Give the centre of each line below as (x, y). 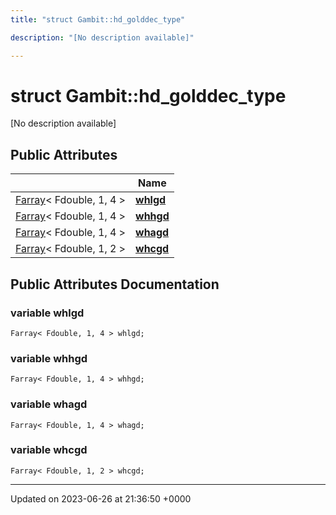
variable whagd (49, 404)
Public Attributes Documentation (115, 284)
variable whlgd (47, 313)
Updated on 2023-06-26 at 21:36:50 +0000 (101, 498)
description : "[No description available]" (102, 37)
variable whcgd (49, 450)
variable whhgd (49, 358)
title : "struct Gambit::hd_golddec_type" (98, 19)
